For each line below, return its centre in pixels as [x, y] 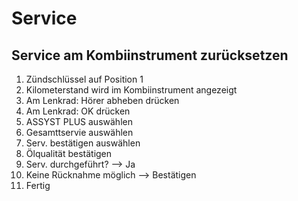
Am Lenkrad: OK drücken [78, 111]
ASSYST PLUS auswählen [79, 121]
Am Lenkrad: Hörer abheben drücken [102, 100]
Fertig [38, 185]
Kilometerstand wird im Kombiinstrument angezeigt [131, 90]
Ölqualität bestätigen [69, 153]
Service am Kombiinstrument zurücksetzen [150, 55]
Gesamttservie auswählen [79, 132]
